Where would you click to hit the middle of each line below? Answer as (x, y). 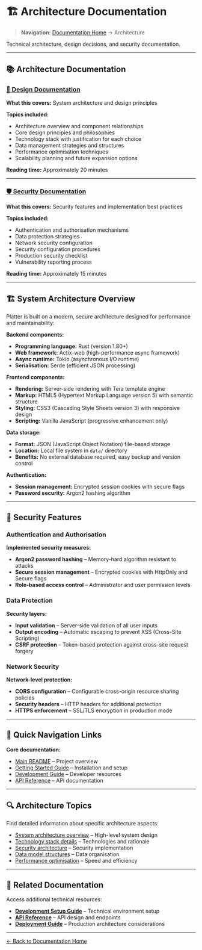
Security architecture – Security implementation (74, 848)
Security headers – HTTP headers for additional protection (88, 704)
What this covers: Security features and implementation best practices (95, 206)
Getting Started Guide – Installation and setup (71, 768)
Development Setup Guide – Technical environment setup (87, 911)
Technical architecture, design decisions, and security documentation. (93, 44)
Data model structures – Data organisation (67, 854)
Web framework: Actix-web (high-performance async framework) (97, 352)
